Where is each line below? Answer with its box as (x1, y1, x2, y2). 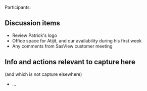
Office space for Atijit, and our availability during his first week (12, 37, 142, 43)
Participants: (5, 5, 31, 10)
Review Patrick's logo (12, 32, 58, 38)
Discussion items (5, 19, 60, 27)
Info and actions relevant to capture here (5, 58, 136, 66)
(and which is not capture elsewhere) (5, 71, 82, 77)
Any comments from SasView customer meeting (12, 43, 113, 49)
